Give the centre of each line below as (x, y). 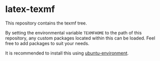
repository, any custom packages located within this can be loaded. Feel (80, 38)
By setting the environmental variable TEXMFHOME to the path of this (73, 32)
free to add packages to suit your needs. (47, 43)
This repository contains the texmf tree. (46, 23)
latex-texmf (30, 9)
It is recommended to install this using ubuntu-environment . (67, 53)
